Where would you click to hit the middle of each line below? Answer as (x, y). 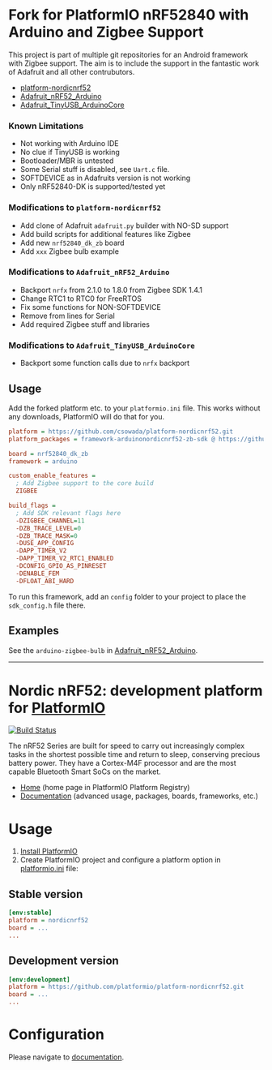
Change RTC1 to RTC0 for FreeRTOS (81, 299)
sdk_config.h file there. (47, 605)
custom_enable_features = (52, 476)
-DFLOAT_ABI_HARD (45, 581)
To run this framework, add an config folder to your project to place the (127, 596)
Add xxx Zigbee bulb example (70, 251)
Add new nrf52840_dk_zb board (72, 243)
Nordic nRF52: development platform (136, 690)
